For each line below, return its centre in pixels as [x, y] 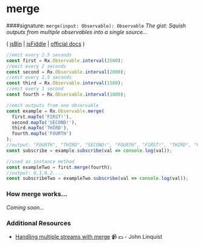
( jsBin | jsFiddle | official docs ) [46, 44]
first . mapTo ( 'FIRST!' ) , [42, 117]
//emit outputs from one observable [53, 105]
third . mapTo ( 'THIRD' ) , [40, 128]
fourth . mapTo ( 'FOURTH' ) [42, 134]
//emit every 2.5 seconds [39, 55]
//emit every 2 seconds [36, 66]
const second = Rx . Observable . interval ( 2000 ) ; [66, 72]
